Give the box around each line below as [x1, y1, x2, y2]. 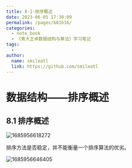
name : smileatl [11, 58, 49, 64]
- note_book [11, 31, 41, 37]
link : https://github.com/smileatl [11, 63, 99, 70]
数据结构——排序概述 [6, 91, 110, 104]
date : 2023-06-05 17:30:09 [6, 14, 72, 20]
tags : [6, 42, 19, 48]
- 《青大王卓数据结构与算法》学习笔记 [11, 36, 91, 42]
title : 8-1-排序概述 [6, 8, 53, 15]
